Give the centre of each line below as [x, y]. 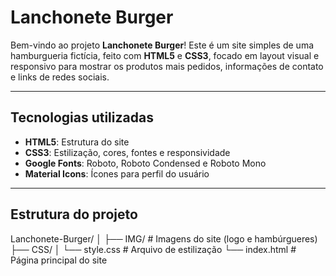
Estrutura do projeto [74, 214]
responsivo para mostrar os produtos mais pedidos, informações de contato [167, 66]
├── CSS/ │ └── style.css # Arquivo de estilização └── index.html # [153, 249]
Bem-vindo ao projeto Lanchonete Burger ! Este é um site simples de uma [162, 45]
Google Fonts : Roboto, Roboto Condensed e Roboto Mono [145, 163]
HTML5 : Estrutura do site [77, 142]
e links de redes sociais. [60, 77]
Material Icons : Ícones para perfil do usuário [117, 173]
